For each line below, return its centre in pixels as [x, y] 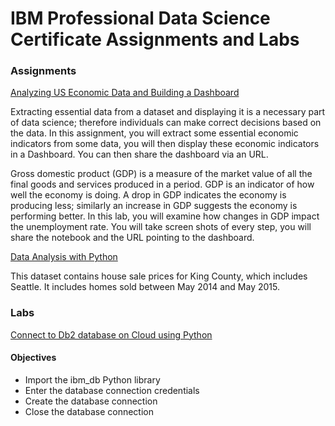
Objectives [33, 358]
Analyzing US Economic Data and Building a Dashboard [125, 93]
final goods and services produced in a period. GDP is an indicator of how [162, 184]
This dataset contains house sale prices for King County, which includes [159, 276]
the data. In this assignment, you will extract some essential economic [154, 133]
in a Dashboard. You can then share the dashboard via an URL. [139, 154]
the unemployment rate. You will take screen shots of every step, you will [161, 227]
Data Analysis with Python [64, 257]
